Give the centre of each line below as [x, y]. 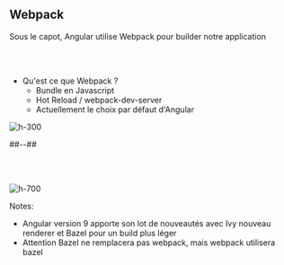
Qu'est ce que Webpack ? [70, 81]
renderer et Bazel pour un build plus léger [99, 233]
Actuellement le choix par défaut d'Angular [115, 109]
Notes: [22, 206]
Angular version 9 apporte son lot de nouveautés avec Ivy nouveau [146, 223]
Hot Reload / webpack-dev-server [99, 100]
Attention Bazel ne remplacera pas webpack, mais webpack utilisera [149, 243]
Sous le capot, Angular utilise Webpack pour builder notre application [138, 36]
